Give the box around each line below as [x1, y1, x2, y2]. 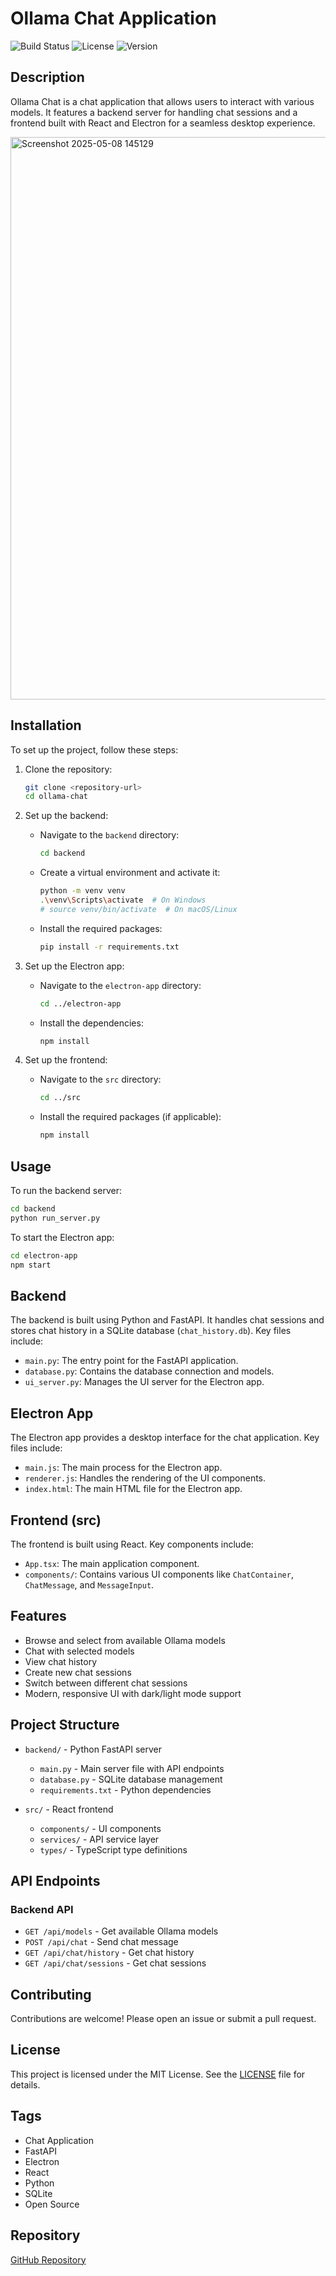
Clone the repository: [24, 763, 113, 775]
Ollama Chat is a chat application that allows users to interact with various [10, 95, 315, 107]
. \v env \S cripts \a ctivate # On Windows [39, 895, 207, 906]
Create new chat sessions [24, 1666, 132, 1678]
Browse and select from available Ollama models [24, 1634, 226, 1646]
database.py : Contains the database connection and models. [24, 1365, 275, 1377]
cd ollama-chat [24, 792, 89, 802]
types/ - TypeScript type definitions [39, 1843, 188, 1856]
